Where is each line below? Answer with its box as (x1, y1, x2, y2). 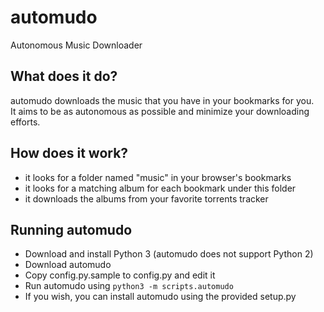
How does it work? (10, 145, 129, 162)
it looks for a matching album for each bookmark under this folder (24, 182, 297, 194)
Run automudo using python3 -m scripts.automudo (24, 280, 234, 292)
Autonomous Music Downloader (10, 39, 143, 51)
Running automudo (10, 221, 133, 238)
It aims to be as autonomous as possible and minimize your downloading (10, 105, 310, 117)
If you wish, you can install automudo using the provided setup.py (24, 291, 297, 303)
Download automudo (24, 259, 112, 271)
